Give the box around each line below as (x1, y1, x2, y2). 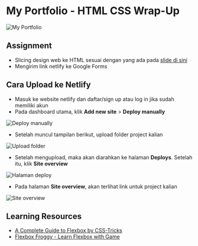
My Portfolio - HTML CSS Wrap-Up (6, 4, 180, 18)
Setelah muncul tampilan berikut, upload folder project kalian (14, 131, 163, 138)
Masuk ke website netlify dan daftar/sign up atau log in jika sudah (14, 96, 174, 103)
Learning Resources (6, 211, 82, 221)
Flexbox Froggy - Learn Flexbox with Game (14, 233, 120, 240)
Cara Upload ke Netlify (6, 80, 91, 90)
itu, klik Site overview (14, 160, 68, 167)
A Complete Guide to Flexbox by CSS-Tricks (14, 227, 122, 234)
